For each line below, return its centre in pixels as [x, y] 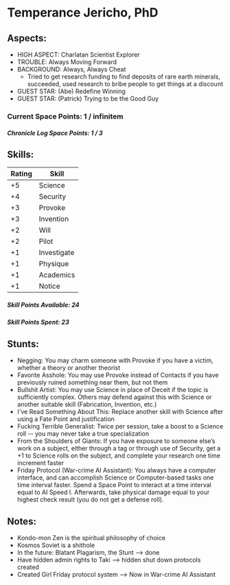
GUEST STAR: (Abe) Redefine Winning [71, 91]
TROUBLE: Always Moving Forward [67, 62]
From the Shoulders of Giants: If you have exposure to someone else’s [116, 441]
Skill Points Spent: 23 [38, 322]
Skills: [21, 154]
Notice [49, 286]
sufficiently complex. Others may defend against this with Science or [114, 397]
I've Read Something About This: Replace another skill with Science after [120, 412]
